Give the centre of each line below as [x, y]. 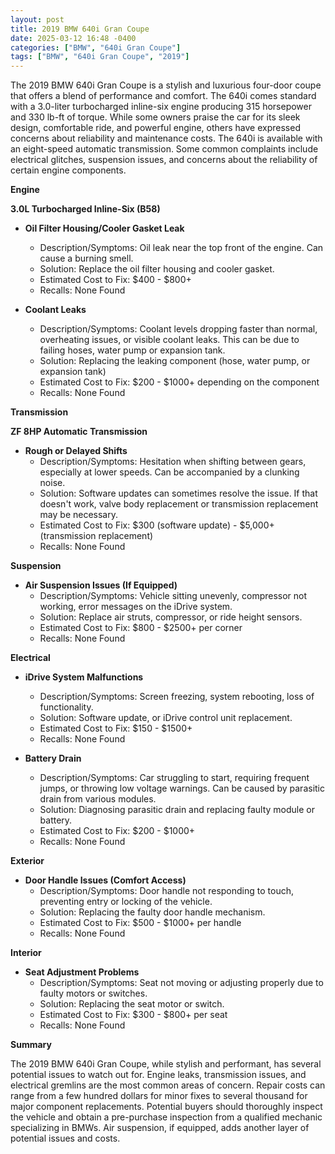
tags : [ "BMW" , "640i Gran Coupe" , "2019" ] [100, 57]
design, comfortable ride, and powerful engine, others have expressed [155, 128]
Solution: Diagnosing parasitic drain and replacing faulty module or [177, 810]
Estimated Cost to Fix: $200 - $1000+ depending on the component [179, 382]
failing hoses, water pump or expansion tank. [132, 350]
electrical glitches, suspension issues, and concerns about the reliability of [164, 160]
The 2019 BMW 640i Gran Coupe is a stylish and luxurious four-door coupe [166, 85]
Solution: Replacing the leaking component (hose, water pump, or [175, 361]
